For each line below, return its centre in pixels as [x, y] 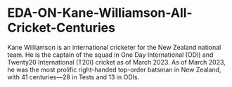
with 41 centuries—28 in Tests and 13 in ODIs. [73, 77]
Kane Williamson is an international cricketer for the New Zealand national [114, 47]
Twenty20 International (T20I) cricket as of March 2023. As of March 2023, [117, 62]
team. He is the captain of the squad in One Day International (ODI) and [110, 55]
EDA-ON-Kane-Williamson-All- [100, 13]
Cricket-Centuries [62, 28]
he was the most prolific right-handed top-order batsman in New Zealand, [114, 69]
